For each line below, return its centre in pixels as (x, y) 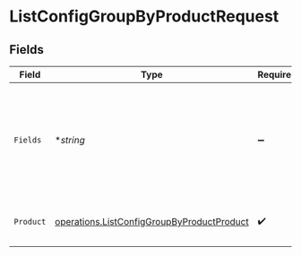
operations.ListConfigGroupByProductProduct (152, 222)
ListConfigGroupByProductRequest (144, 17)
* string (70, 140)
